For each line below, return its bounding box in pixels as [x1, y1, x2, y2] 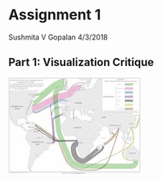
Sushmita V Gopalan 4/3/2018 [8, 32, 109, 42]
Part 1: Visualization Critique [8, 56, 155, 69]
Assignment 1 [8, 6, 102, 24]
